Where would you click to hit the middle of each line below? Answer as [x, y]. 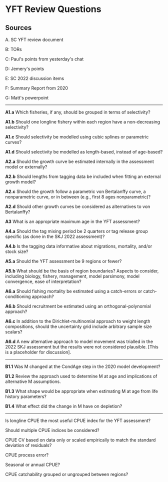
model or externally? [26, 167]
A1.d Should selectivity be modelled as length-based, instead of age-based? [84, 152]
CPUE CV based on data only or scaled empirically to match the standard [80, 440]
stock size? [17, 251]
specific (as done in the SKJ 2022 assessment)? [55, 236]
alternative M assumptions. [33, 381]
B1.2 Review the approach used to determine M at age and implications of [81, 376]
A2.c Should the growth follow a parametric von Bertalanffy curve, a [75, 191]
